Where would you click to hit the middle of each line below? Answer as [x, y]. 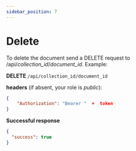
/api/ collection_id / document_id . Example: [57, 64]
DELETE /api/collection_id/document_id [57, 76]
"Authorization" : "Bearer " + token [65, 104]
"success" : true [32, 137]
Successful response [33, 121]
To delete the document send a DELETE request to [68, 58]
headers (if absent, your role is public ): [54, 87]
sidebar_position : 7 [32, 12]
